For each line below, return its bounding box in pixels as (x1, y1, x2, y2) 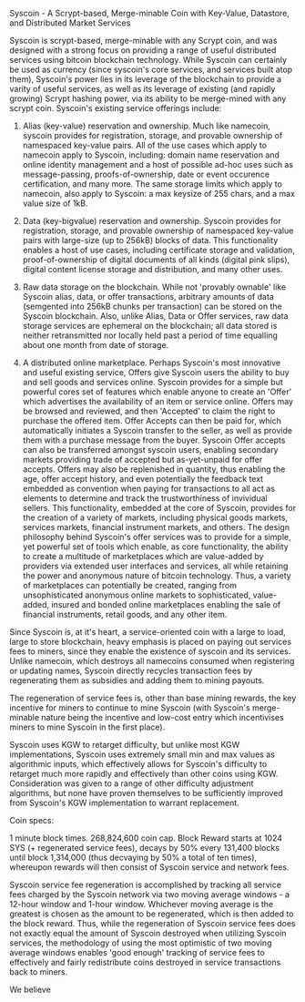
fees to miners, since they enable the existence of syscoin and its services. (9, 646, 291, 657)
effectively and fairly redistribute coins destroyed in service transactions (9, 956, 281, 967)
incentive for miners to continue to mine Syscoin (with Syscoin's (9, 702, 250, 713)
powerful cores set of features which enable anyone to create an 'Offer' (22, 386, 292, 397)
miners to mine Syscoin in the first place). (9, 721, 166, 732)
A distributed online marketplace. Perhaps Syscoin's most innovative (22, 357, 280, 368)
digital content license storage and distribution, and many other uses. (22, 264, 283, 274)
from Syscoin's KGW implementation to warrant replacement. (9, 797, 239, 808)
